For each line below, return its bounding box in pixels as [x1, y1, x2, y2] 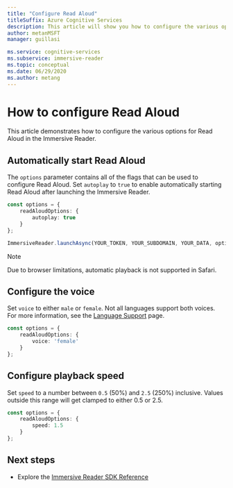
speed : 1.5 [32, 422, 64, 429]
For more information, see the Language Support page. [7, 312, 165, 320]
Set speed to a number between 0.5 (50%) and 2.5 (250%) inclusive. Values [7, 388, 223, 396]
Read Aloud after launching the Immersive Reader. [7, 188, 150, 196]
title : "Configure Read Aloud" [7, 10, 98, 17]
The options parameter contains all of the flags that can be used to [7, 173, 199, 181]
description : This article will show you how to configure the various [7, 23, 218, 30]
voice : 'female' [32, 338, 79, 345]
